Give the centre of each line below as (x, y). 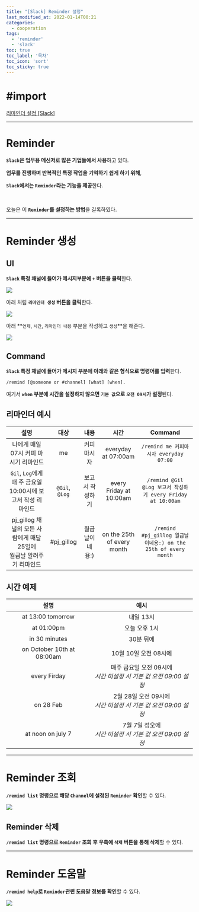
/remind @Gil (165, 480)
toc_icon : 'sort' (28, 61)
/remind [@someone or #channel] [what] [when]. (66, 382)
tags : (13, 34)
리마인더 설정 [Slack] (31, 113)
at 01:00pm (48, 627)
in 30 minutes (48, 639)
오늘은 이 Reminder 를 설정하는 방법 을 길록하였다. (62, 210)
